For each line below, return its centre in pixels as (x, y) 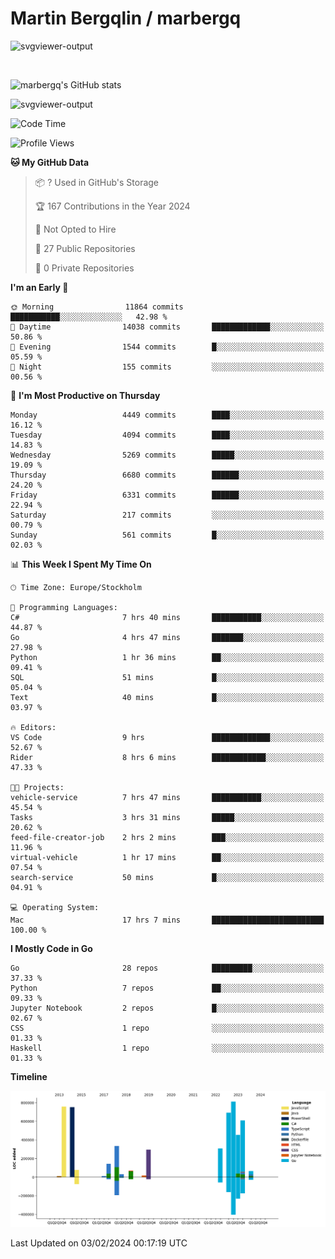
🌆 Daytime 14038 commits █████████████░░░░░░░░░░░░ (167, 327)
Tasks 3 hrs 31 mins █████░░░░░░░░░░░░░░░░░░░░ (167, 817)
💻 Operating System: (55, 907)
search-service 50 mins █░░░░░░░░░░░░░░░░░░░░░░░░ (167, 877)
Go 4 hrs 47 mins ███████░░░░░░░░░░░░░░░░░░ (167, 637)
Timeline (29, 1076)
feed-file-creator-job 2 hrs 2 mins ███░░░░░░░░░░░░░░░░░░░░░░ (167, 837)
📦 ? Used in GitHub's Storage (97, 182)
